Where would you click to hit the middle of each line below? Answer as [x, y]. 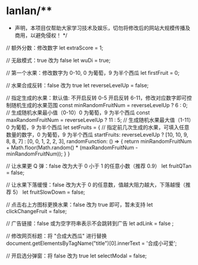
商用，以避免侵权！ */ [41, 35]
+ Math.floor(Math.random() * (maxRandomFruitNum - [72, 147]
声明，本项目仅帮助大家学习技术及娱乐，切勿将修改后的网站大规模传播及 [102, 28]
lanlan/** [29, 11]
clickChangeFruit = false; [37, 211]
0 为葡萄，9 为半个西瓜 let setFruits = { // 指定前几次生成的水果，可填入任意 [98, 127]
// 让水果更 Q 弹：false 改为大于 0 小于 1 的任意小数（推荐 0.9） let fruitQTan [99, 165]
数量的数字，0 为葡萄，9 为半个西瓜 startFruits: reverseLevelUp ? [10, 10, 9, [97, 134]
